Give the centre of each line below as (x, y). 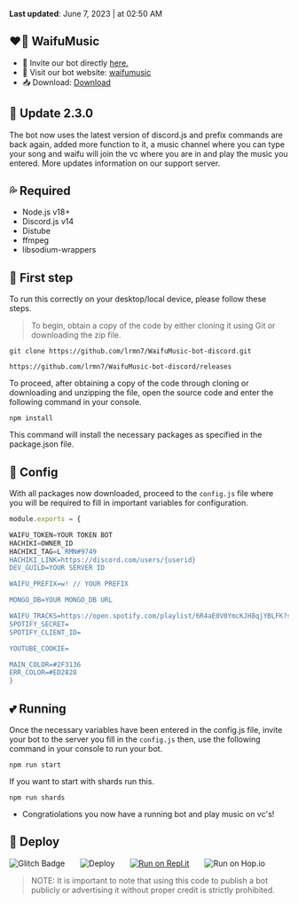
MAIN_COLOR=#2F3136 (45, 665)
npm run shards (37, 798)
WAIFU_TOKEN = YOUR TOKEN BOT (61, 535)
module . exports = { (45, 519)
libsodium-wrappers (59, 250)
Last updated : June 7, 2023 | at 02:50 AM (86, 14)
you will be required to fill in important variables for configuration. (129, 503)
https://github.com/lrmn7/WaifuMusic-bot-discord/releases (121, 367)
